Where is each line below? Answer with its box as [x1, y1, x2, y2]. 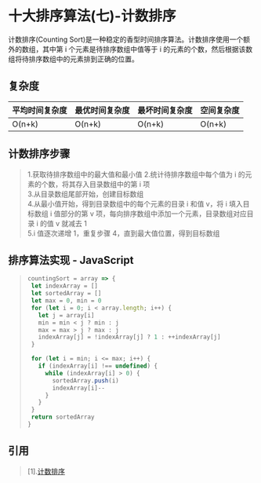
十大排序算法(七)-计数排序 [8, 7, 176, 25]
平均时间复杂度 [12, 104, 68, 115]
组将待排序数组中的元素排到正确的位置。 [8, 54, 139, 64]
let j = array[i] [38, 311, 95, 319]
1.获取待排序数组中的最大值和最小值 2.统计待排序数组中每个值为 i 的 [27, 170, 245, 179]
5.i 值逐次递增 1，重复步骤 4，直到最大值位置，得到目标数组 [27, 229, 220, 238]
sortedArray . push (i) [52, 376, 119, 385]
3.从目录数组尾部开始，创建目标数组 [27, 189, 144, 199]
